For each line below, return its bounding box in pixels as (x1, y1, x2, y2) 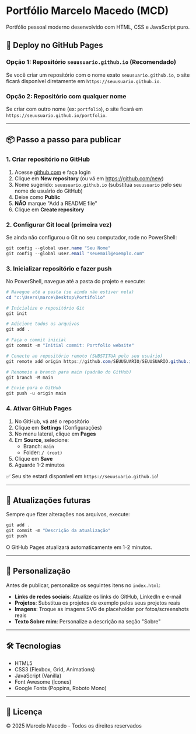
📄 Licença (6, 706, 43, 716)
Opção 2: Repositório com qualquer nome (6, 92, 127, 100)
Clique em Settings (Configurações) (14, 424, 102, 431)
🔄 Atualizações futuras (6, 495, 91, 505)
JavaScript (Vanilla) (14, 672, 62, 679)
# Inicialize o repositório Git (6, 305, 85, 311)
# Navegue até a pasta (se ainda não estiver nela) (6, 289, 134, 295)
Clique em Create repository (14, 206, 85, 213)
